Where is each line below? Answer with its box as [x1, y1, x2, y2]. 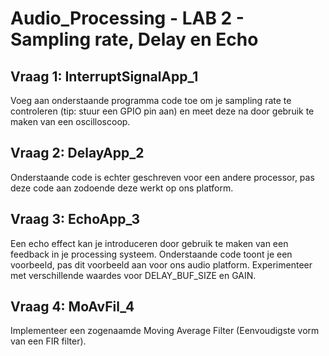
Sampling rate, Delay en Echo [10, 28, 259, 51]
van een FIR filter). [10, 335, 87, 347]
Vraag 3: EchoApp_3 [10, 211, 141, 228]
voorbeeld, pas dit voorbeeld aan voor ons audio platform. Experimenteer [10, 258, 313, 271]
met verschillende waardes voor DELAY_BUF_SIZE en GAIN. [10, 269, 257, 281]
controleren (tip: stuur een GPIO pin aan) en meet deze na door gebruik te [10, 105, 315, 117]
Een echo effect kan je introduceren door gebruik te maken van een [10, 237, 289, 249]
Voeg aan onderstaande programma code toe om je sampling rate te [10, 95, 292, 106]
